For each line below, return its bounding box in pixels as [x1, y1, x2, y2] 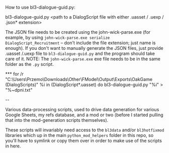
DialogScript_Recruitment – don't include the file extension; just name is [5, 40, 156, 46]
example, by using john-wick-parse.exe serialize [5, 35, 110, 40]
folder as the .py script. [5, 61, 54, 67]
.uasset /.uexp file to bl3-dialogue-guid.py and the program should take [5, 50, 155, 56]
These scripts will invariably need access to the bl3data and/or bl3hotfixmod [5, 127, 164, 133]
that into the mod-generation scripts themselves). [5, 117, 108, 123]
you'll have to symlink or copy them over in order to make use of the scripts [5, 138, 162, 143]
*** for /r [5, 71, 24, 77]
